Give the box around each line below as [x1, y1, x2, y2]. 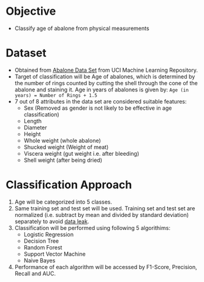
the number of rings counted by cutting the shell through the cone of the [14, 79, 198, 86]
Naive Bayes [23, 256, 56, 264]
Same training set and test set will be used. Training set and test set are [14, 204, 195, 212]
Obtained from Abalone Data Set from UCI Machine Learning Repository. [14, 66, 198, 74]
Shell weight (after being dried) [23, 156, 102, 164]
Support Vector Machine [23, 250, 86, 257]
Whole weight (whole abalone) [23, 137, 102, 144]
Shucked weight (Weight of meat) [23, 143, 109, 151]
